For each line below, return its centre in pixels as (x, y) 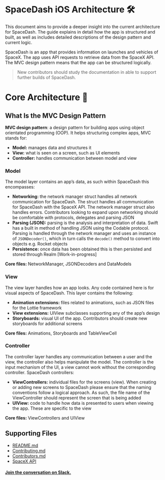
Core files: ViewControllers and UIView (45, 418)
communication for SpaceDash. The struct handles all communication (83, 202)
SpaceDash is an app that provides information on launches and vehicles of (82, 52)
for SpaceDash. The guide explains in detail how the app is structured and (80, 32)
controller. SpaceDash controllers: (40, 372)
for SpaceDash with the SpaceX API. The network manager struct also (83, 207)
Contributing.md (29, 450)
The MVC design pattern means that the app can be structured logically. (78, 62)
